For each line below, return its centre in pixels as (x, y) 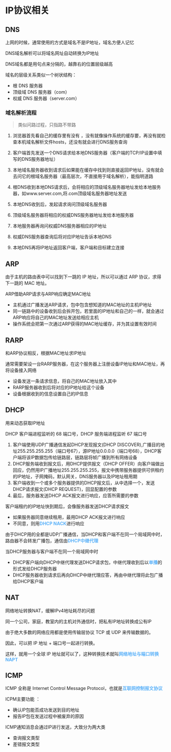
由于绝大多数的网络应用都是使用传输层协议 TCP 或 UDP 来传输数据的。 (79, 632)
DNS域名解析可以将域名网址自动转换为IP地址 (52, 53)
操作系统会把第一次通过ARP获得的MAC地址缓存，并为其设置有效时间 (84, 324)
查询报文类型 (26, 738)
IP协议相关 (27, 10)
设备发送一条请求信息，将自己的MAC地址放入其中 (65, 381)
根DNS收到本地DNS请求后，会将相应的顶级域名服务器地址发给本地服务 (87, 187)
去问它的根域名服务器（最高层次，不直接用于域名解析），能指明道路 (83, 177)
